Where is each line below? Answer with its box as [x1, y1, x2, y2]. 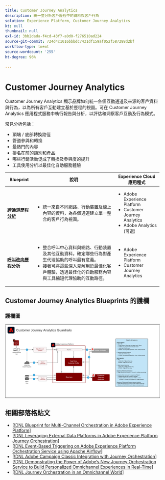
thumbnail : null [5, 28, 38, 34]
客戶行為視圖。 [51, 216, 82, 222]
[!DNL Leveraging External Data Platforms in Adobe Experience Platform [12, 432, 158, 438]
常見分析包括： [5, 121, 35, 127]
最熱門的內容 [12, 144, 38, 150]
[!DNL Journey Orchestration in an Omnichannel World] [12, 469, 124, 475]
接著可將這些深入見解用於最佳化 [42, 263, 107, 269]
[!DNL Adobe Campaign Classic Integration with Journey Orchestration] [12, 453, 157, 459]
